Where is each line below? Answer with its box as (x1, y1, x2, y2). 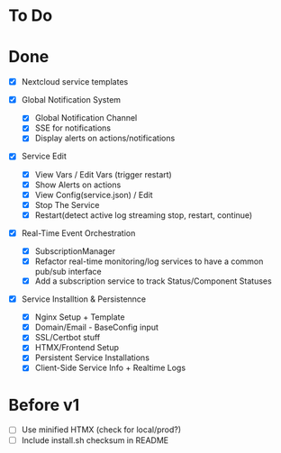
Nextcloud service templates (21, 77, 129, 87)
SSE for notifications (34, 122, 112, 133)
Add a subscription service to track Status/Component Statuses (34, 276, 272, 286)
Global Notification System (21, 95, 122, 105)
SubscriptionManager (34, 245, 116, 257)
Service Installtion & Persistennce (21, 294, 146, 304)
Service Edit (21, 150, 67, 162)
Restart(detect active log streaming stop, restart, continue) (34, 209, 253, 221)
